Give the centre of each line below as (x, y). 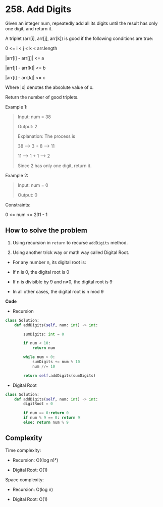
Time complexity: (23, 450)
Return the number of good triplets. (42, 97)
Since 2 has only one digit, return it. (55, 166)
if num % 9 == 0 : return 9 (52, 418)
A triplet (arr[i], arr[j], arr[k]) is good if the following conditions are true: (79, 38)
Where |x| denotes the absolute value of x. (49, 87)
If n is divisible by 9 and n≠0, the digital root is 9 (62, 282)
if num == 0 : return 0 (46, 413)
